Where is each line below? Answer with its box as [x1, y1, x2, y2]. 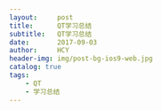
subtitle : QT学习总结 [9, 29, 92, 38]
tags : [9, 71, 29, 80]
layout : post [9, 12, 74, 22]
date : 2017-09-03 [9, 37, 98, 47]
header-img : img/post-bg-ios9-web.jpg [9, 54, 153, 63]
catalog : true [9, 63, 62, 72]
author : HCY [9, 46, 69, 55]
